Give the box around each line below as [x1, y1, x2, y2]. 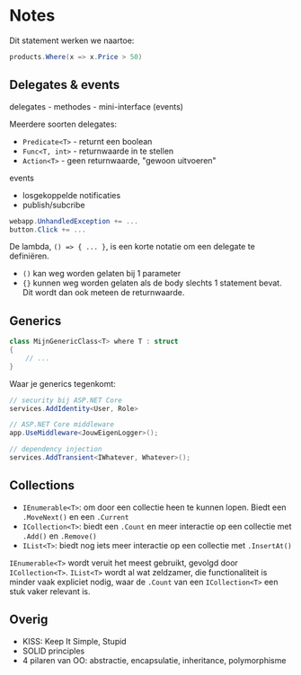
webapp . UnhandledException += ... [9, 216, 139, 225]
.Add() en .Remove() [22, 530, 97, 541]
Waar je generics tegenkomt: [9, 378, 117, 389]
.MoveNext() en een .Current [22, 511, 129, 522]
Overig [9, 612, 49, 627]
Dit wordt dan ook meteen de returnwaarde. [22, 287, 185, 298]
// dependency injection [9, 445, 102, 454]
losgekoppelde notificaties [22, 189, 121, 200]
